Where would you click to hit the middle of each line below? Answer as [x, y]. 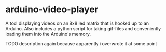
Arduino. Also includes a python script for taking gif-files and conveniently [83, 28]
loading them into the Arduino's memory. [48, 34]
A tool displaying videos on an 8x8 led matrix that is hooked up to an [77, 23]
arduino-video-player [52, 9]
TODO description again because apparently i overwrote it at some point [81, 43]
